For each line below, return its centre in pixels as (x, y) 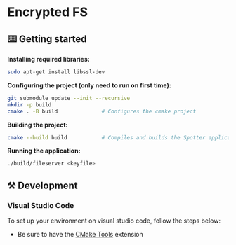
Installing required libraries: (48, 59)
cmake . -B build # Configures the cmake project (102, 111)
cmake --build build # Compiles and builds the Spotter (106, 137)
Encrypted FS (47, 12)
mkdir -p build (29, 105)
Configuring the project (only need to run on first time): (90, 85)
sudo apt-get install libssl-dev (56, 72)
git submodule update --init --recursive (69, 98)
